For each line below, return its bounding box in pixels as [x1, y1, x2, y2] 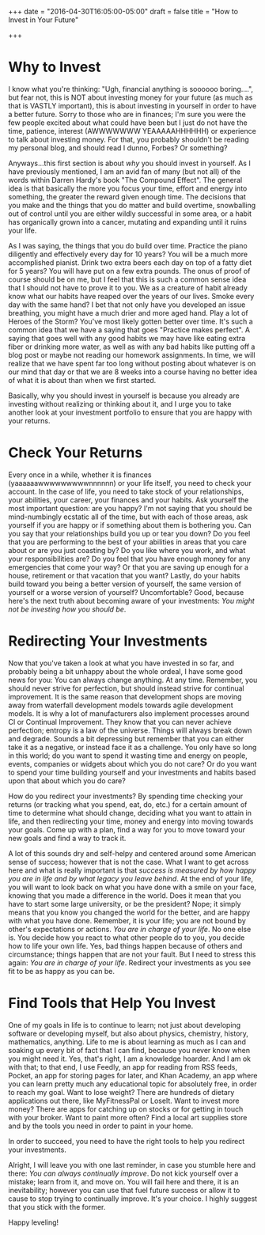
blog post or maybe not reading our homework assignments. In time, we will [8, 350, 256, 359]
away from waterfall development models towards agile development [8, 700, 233, 710]
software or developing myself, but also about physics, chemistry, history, [8, 1029, 249, 1038]
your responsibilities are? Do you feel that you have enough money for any [8, 554, 251, 563]
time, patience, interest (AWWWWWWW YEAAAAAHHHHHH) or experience [8, 126, 257, 135]
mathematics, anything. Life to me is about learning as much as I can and [8, 1036, 247, 1047]
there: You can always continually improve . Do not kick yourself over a [8, 1169, 239, 1178]
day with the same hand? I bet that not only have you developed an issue [8, 300, 246, 309]
